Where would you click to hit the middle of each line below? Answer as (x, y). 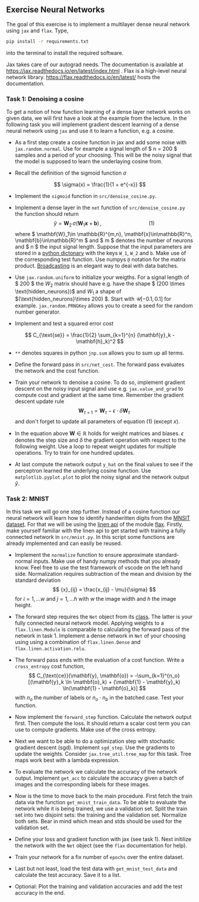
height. (23, 605)
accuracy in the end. (40, 893)
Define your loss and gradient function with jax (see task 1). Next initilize (103, 839)
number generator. (38, 312)
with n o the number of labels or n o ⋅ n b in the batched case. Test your (99, 698)
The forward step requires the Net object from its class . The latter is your (104, 617)
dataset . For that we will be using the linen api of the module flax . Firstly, (95, 525)
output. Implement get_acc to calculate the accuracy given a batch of (99, 778)
